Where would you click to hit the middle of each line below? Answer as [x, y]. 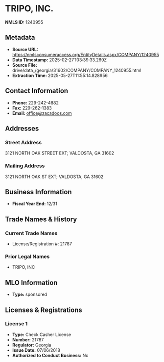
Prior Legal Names [27, 257]
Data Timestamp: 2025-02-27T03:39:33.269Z [59, 60]
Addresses [22, 128]
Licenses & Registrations [44, 310]
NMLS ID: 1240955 [24, 22]
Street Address [23, 142]
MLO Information [31, 283]
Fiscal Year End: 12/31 [35, 204]
